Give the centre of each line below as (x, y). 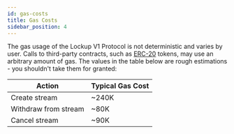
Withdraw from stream (48, 109)
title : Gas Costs (32, 20)
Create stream (34, 98)
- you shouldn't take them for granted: (62, 69)
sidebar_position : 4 (37, 27)
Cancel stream (35, 121)
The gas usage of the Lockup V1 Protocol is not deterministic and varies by (115, 47)
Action (47, 86)
